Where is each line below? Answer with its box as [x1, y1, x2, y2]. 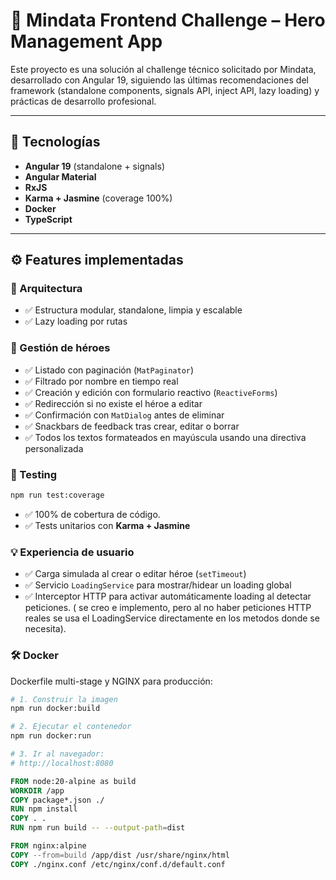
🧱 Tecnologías [10, 134, 101, 151]
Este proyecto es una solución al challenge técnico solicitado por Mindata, [10, 63, 317, 75]
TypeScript [24, 213, 73, 225]
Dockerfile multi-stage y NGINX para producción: [10, 675, 213, 687]
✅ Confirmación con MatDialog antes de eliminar [24, 409, 225, 421]
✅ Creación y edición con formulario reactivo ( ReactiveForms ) [24, 386, 278, 398]
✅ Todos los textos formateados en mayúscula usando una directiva [24, 431, 307, 443]
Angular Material [24, 170, 97, 183]
